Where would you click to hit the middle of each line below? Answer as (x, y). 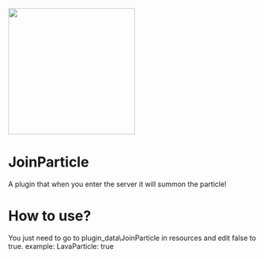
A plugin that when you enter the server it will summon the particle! (117, 184)
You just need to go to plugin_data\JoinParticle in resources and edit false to (132, 238)
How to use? (50, 216)
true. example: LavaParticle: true (61, 246)
